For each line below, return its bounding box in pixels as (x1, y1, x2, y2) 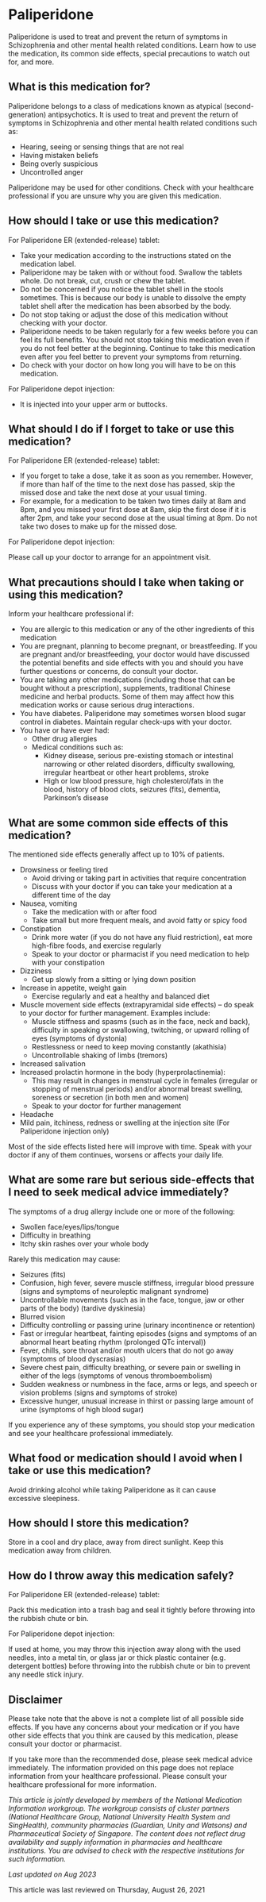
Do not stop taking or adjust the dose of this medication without (19, 310, 229, 319)
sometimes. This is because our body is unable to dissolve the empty (19, 292, 247, 302)
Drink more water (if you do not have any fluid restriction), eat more (31, 933, 253, 941)
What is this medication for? (8, 80, 151, 94)
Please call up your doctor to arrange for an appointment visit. (8, 553, 212, 562)
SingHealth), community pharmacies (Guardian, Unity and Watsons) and (8, 1820, 248, 1831)
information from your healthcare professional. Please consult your (8, 1772, 228, 1781)
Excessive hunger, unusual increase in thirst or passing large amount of (19, 1396, 254, 1406)
